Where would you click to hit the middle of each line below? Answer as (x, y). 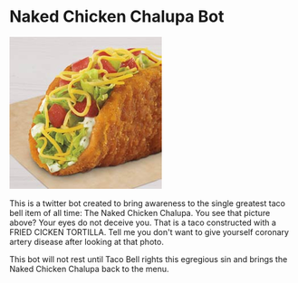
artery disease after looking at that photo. (87, 241)
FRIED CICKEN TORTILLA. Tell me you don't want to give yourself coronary (149, 231)
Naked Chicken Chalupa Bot (117, 17)
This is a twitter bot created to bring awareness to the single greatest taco (147, 203)
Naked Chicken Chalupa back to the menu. (89, 269)
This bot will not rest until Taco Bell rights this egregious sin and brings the (149, 259)
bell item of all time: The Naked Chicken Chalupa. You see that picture (140, 212)
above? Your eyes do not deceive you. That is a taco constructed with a (143, 222)
